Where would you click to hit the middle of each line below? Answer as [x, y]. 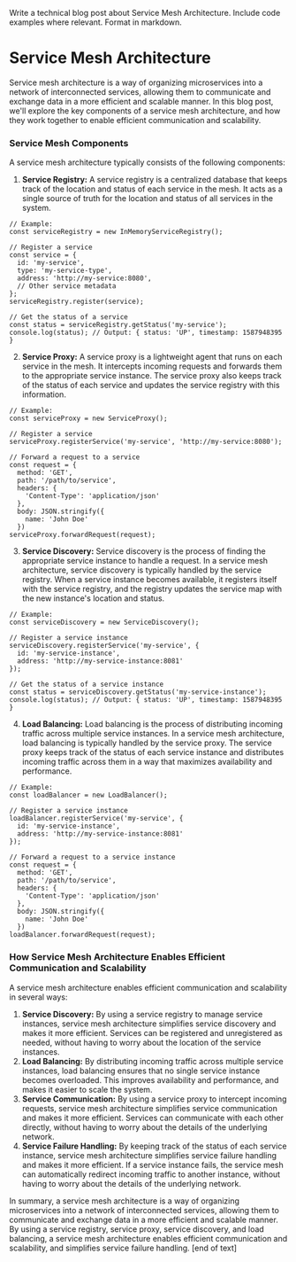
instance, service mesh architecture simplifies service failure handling [149, 1155]
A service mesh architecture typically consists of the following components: [147, 162]
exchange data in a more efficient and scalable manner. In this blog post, [141, 101]
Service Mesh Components [69, 143]
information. [44, 394]
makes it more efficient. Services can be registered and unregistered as [152, 1032]
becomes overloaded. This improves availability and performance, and [150, 1079]
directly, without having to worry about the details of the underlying [144, 1127]
